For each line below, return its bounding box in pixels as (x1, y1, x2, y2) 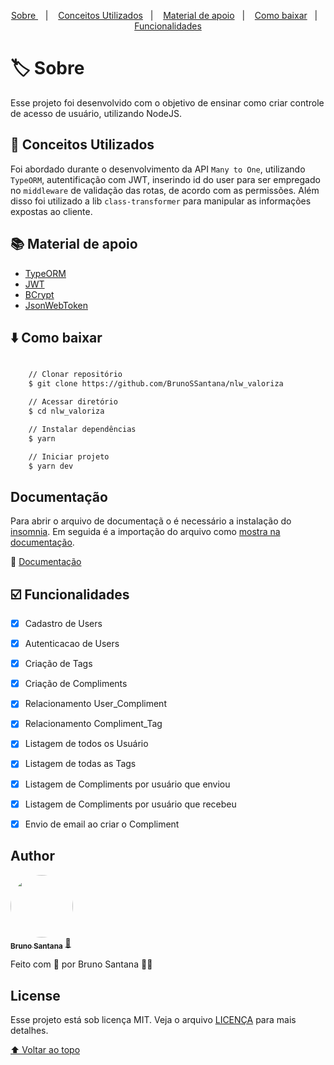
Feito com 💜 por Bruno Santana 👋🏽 (10, 958, 153, 970)
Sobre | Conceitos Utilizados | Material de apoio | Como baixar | (10, 10, 318, 21)
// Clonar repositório (28, 370, 123, 380)
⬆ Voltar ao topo (10, 1044, 81, 1056)
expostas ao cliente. (10, 205, 93, 217)
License (10, 987, 61, 1004)
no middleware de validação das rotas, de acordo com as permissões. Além (10, 184, 320, 196)
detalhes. (10, 1025, 49, 1037)
